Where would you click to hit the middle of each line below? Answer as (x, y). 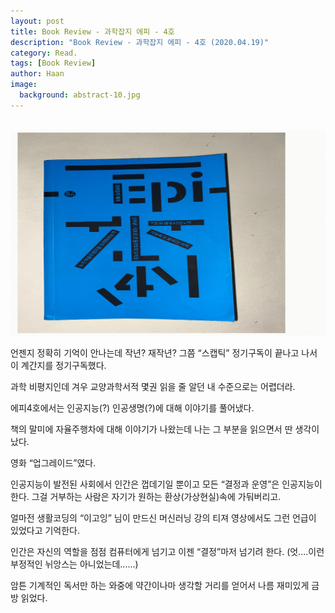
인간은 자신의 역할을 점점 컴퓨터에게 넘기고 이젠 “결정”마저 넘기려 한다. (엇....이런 (167, 552)
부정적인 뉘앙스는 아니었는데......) (74, 564)
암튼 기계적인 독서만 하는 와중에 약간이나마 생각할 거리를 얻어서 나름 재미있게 (160, 586)
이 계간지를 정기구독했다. (58, 366)
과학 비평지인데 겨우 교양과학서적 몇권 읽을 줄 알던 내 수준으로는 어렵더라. (153, 387)
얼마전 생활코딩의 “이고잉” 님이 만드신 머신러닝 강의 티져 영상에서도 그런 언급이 (163, 518)
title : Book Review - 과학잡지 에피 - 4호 (92, 31)
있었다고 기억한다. (45, 531)
